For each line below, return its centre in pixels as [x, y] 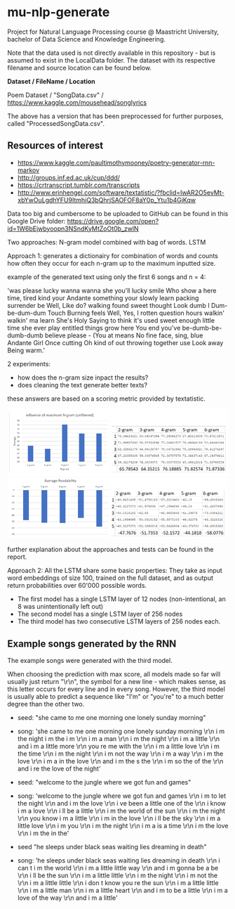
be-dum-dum [27, 313]
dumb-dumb [25, 335]
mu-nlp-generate [59, 12]
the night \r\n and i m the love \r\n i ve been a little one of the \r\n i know [122, 804]
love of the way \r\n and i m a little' [67, 898]
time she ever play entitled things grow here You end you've [94, 328]
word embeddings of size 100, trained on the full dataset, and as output [110, 578]
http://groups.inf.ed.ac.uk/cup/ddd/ [69, 177]
